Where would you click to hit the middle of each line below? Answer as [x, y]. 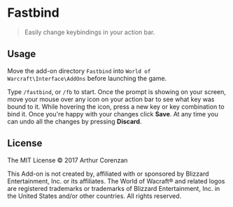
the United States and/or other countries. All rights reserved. [94, 196]
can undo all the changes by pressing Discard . [75, 121]
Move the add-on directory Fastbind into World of [79, 70]
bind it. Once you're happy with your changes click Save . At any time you [113, 114]
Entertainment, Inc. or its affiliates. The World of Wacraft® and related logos [116, 181]
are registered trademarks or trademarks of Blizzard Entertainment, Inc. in [114, 188]
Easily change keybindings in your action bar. [90, 32]
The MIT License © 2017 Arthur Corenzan [68, 160]
